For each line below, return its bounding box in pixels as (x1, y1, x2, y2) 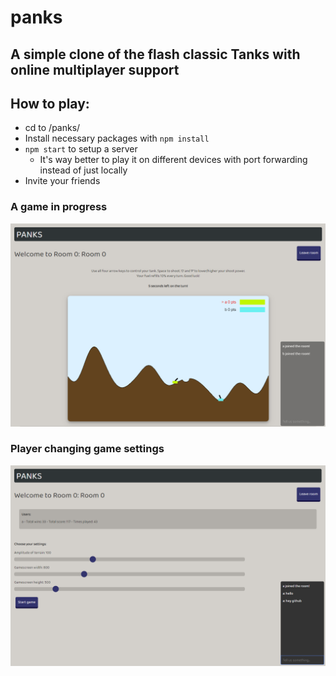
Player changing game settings (10, 442, 165, 456)
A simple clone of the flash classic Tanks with (10, 46, 301, 63)
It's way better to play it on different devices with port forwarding (39, 154, 308, 166)
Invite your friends (24, 175, 101, 187)
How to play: (10, 95, 90, 112)
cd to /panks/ (24, 122, 81, 134)
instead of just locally (39, 164, 128, 176)
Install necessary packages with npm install (24, 132, 210, 145)
